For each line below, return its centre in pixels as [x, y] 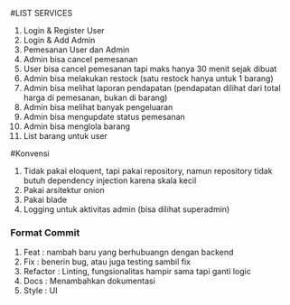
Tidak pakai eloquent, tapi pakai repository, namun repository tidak [148, 171]
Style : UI [40, 291]
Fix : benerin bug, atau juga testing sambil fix [107, 262]
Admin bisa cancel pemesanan [80, 59]
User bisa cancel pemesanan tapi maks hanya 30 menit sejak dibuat [150, 69]
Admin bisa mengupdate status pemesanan [104, 117]
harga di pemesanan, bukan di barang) [95, 97]
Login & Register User [64, 30]
